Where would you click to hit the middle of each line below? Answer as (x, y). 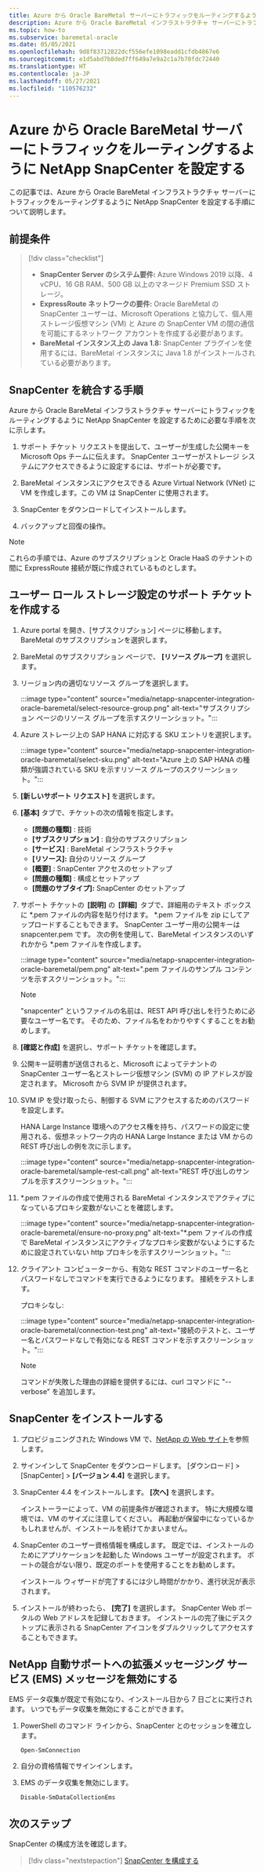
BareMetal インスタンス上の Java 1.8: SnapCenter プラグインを (142, 343)
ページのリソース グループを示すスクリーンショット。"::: (127, 717)
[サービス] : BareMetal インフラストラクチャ (103, 849)
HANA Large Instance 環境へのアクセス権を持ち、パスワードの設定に (132, 1126)
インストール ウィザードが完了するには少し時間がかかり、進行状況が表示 (137, 1581)
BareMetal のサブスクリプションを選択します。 (96, 640)
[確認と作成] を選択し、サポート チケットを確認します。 (110, 1047)
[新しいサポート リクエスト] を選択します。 (90, 796)
